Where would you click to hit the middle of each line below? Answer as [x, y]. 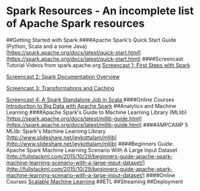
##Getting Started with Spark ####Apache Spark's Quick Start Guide [91, 40]
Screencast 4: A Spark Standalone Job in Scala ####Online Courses [90, 100]
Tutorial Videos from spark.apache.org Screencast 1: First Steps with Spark [98, 65]
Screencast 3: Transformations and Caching [60, 88]
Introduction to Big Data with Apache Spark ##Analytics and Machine [91, 106]
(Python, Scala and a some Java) [47, 46]
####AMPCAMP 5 [166, 125]
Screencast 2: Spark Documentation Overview [63, 77]
